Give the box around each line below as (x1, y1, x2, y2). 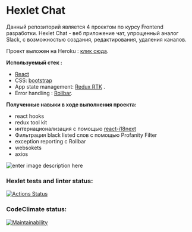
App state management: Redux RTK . (14, 83, 106, 90)
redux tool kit (14, 118, 48, 126)
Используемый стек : (6, 59, 62, 66)
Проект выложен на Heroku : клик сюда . (6, 47, 109, 54)
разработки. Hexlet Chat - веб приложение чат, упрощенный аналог (6, 29, 179, 36)
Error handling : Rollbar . (14, 89, 73, 96)
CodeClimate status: (6, 205, 67, 214)
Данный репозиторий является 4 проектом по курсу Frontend (6, 23, 163, 30)
